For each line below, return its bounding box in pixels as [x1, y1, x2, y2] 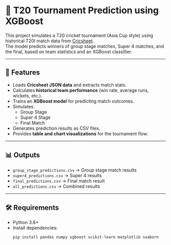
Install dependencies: [12, 225, 58, 231]
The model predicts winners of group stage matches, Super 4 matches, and [5, 43, 164, 49]
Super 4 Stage [20, 114, 51, 120]
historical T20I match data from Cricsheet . [5, 38, 94, 44]
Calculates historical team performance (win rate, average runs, [12, 87, 149, 93]
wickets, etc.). [12, 92, 42, 99]
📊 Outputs [5, 151, 40, 160]
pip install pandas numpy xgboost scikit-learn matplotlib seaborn [12, 235, 159, 240]
